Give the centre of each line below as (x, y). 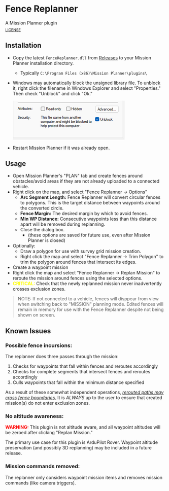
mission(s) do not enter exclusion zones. (48, 403)
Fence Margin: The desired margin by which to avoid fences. (84, 214)
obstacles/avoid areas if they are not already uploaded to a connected (86, 181)
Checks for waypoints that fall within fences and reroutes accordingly (85, 366)
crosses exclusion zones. (39, 289)
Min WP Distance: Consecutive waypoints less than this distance (89, 219)
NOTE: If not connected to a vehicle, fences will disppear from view (88, 299)
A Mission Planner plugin (31, 23)
